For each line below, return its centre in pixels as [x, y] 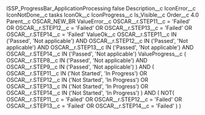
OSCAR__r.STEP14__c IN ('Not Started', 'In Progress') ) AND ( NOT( [90, 93]
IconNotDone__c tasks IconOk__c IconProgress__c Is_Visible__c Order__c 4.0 [102, 15]
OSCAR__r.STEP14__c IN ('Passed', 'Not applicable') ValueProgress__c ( [96, 54]
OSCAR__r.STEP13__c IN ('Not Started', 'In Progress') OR [77, 86]
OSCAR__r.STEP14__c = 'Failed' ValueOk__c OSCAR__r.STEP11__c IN [91, 34]
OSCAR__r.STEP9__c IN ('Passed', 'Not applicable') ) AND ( [80, 67]
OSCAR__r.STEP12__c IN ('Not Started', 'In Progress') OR [77, 80]
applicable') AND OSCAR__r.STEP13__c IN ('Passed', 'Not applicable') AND [100, 47]
